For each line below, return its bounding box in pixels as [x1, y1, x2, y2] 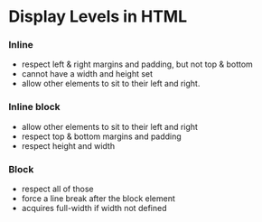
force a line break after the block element [21, 193, 175, 204]
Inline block [8, 101, 61, 114]
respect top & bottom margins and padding [21, 131, 182, 142]
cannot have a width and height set [21, 69, 154, 79]
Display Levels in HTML [8, 6, 188, 27]
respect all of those [21, 183, 94, 195]
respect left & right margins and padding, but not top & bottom [21, 59, 254, 69]
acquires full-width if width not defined [21, 203, 167, 214]
